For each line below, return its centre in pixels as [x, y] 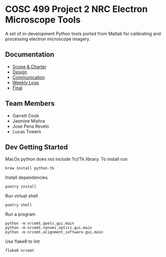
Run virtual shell [22, 196]
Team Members [30, 104]
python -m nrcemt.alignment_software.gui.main [54, 232]
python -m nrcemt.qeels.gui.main [40, 224]
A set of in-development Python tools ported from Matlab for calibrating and [83, 33]
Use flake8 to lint [22, 242]
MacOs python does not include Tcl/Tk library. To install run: [67, 159]
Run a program [20, 214]
